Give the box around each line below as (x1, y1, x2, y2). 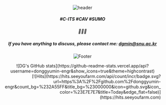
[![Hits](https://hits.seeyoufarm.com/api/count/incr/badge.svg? (32, 73, 161, 79)
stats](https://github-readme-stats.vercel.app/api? (45, 63, 149, 69)
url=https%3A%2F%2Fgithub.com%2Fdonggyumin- (53, 78, 161, 84)
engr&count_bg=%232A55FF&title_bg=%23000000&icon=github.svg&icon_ (4, 84, 161, 90)
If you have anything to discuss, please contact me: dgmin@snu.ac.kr (8, 41, 157, 47)
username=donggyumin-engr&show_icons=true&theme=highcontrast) (10, 68, 155, 74)
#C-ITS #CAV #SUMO (59, 16, 106, 22)
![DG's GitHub (16, 63, 45, 69)
